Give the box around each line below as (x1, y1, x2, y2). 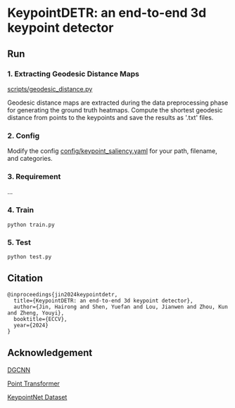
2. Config (7, 131, 40, 140)
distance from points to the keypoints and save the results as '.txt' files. (7, 113, 214, 121)
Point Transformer (7, 379, 60, 388)
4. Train (7, 205, 34, 215)
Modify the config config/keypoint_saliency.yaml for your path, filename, (7, 147, 218, 155)
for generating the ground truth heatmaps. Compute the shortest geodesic (7, 105, 223, 114)
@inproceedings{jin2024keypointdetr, (7, 291, 118, 298)
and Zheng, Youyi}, (7, 309, 65, 317)
